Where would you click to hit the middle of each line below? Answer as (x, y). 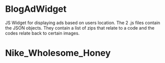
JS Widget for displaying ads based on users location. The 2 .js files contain (83, 23)
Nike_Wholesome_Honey (58, 53)
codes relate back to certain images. (42, 33)
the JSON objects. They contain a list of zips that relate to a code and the (80, 28)
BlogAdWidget (36, 9)
